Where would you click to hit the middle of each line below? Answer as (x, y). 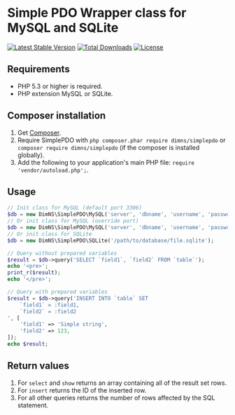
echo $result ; (28, 344)
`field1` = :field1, (50, 305)
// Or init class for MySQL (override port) (73, 221)
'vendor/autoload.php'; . (53, 170)
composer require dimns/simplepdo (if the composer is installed (108, 147)
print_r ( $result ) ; (34, 273)
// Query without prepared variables (62, 253)
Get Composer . (39, 132)
